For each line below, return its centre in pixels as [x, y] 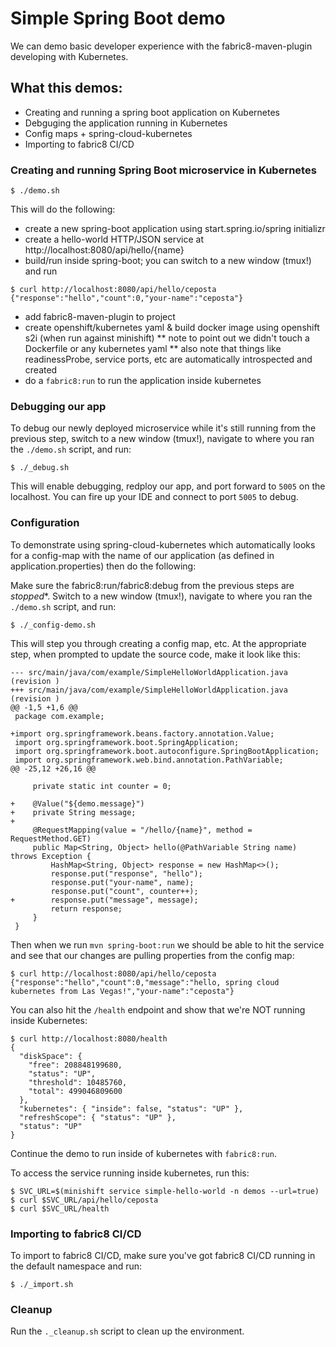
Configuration [45, 523]
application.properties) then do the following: [103, 566]
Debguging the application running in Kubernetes [126, 123]
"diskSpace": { [51, 1056]
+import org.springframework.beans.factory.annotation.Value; [142, 733]
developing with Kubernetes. [69, 56]
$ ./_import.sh [42, 1284]
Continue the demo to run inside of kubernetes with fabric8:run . [143, 1153]
